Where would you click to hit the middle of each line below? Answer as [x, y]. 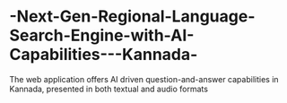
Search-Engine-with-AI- [102, 35]
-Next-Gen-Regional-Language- [132, 17]
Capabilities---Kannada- [104, 55]
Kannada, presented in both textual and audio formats [109, 89]
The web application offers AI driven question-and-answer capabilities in [144, 79]
